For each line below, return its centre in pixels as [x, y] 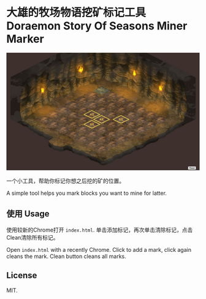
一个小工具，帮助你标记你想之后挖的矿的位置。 [65, 181]
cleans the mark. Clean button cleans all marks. [67, 256]
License [22, 275]
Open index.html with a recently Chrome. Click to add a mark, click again [99, 249]
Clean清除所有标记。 [33, 237]
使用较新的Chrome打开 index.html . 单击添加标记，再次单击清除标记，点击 [100, 230]
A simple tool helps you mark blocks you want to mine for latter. [87, 193]
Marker [25, 39]
